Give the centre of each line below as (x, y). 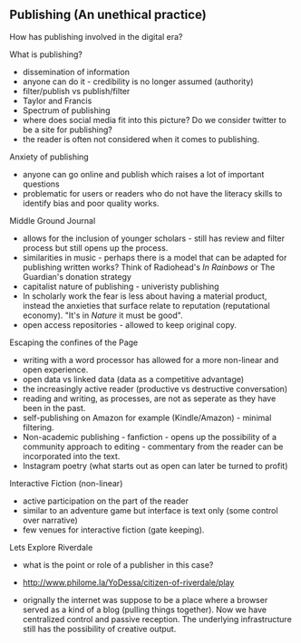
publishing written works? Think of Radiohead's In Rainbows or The (149, 267)
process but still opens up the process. (95, 247)
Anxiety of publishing (49, 157)
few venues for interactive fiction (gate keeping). (113, 530)
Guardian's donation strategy (77, 276)
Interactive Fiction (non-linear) (66, 483)
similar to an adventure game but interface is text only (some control (150, 510)
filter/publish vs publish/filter (76, 91)
